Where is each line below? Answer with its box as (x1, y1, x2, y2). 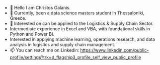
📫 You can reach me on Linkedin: (9, 47, 80, 53)
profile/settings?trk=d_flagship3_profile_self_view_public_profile (9, 55, 141, 60)
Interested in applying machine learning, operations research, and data (9, 36, 155, 42)
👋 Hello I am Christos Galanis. (9, 5, 71, 10)
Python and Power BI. (9, 31, 55, 37)
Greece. (9, 15, 26, 21)
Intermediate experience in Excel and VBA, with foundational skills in (9, 26, 151, 32)
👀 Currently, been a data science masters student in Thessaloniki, (9, 10, 145, 16)
